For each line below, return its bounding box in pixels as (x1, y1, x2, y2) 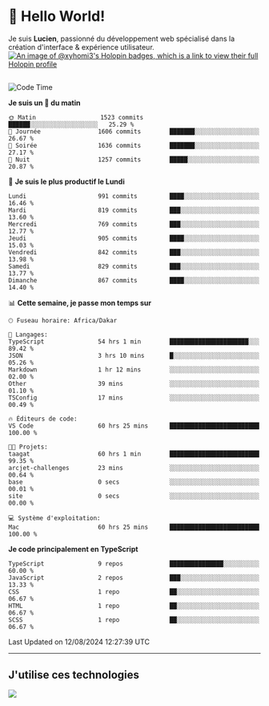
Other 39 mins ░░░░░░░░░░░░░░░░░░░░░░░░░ (8, 380, 260, 388)
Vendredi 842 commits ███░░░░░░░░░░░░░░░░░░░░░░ (8, 249, 260, 257)
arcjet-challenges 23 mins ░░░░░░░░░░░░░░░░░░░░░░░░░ (8, 465, 260, 473)
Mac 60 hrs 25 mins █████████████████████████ (8, 523, 260, 532)
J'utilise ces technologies (8, 667, 140, 681)
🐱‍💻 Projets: (8, 443, 48, 452)
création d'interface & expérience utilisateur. (8, 42, 155, 51)
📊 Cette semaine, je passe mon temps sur (8, 298, 152, 308)
